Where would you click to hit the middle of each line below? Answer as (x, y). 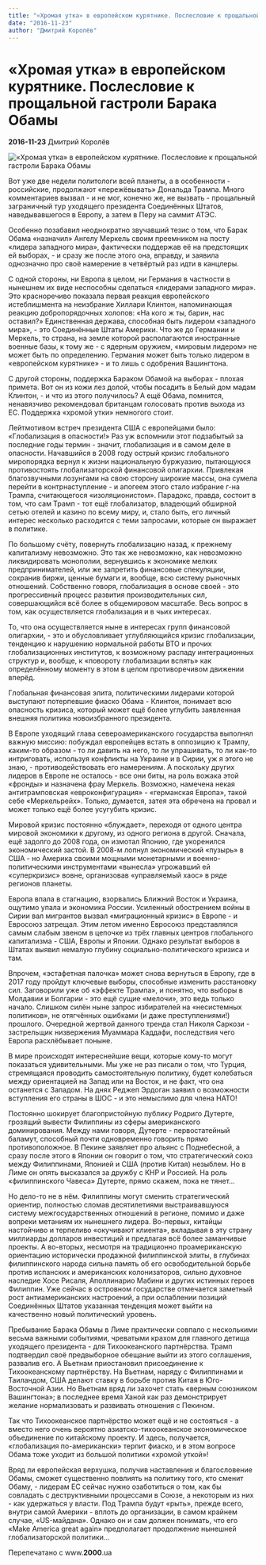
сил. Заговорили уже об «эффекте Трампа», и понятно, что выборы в (126, 990)
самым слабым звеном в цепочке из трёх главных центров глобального (131, 933)
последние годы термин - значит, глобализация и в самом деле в (120, 445)
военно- (207, 859)
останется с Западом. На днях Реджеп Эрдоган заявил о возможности (129, 1090)
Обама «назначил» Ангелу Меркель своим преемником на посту (119, 239)
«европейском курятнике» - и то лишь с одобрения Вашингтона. (118, 364)
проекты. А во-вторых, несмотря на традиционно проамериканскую (125, 1247)
